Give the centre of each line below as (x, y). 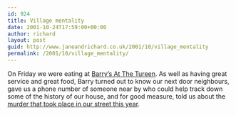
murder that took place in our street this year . (74, 104)
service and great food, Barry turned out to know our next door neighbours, (118, 81)
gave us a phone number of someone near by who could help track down (115, 89)
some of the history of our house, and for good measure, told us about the (117, 96)
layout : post (27, 40)
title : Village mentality (46, 21)
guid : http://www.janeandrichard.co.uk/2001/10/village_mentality (108, 47)
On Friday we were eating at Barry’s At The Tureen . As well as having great (117, 73)
